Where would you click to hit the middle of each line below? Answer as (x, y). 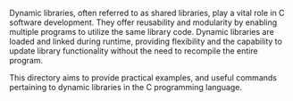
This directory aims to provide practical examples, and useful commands (143, 78)
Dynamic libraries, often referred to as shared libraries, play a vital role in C (147, 13)
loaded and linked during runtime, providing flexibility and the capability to (146, 41)
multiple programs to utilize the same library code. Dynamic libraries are (142, 32)
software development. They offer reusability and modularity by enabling (143, 22)
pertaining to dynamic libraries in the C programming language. (126, 87)
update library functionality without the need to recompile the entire (134, 51)
